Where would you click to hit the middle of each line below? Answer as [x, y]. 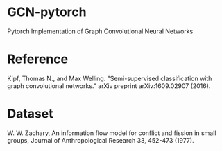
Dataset [30, 114]
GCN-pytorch [47, 12]
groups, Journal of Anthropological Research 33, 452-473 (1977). [101, 140]
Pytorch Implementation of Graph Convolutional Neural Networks [100, 31]
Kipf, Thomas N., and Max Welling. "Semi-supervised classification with [110, 78]
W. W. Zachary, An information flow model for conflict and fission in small [112, 133]
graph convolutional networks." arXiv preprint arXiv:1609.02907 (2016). [109, 86]
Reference [37, 59]
